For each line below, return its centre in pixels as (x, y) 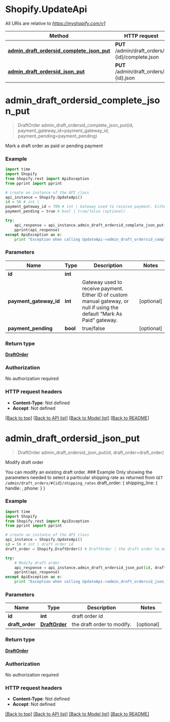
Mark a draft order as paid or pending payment (54, 146)
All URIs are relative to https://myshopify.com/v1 (55, 23)
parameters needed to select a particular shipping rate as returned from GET (84, 477)
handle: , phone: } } (25, 488)
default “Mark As (102, 314)
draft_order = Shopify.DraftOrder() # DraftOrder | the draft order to (82, 549)
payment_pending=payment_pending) (57, 136)
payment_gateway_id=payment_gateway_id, (63, 131)
